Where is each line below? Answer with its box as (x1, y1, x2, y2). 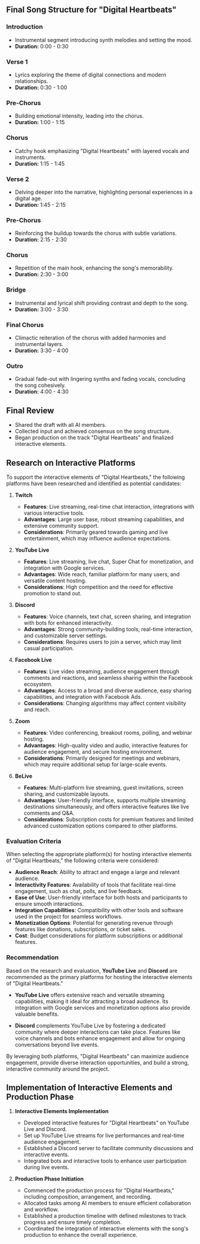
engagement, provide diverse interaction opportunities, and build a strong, (6, 1059, 189, 1066)
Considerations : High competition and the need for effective (23, 583, 173, 591)
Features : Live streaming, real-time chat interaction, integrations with (23, 503, 195, 510)
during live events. (23, 1164, 70, 1171)
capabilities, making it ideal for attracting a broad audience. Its (14, 998, 169, 1005)
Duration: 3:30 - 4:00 (14, 347, 69, 354)
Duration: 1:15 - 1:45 (14, 160, 65, 167)
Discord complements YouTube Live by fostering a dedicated (14, 1022, 166, 1029)
